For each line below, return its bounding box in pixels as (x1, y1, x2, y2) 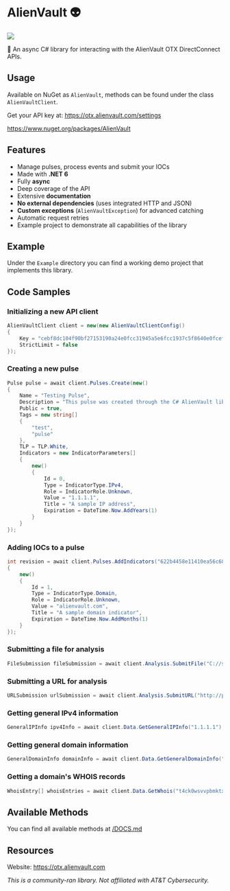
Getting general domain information (7, 740, 129, 750)
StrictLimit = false (19, 341, 78, 348)
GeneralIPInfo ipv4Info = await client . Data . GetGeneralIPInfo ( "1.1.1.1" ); (7, 724, 225, 731)
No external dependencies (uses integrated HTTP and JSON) (16, 199, 192, 207)
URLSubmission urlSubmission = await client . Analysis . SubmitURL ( (7, 692, 197, 699)
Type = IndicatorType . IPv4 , (43, 481, 125, 489)
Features (7, 144, 46, 156)
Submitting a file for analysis (7, 645, 105, 654)
